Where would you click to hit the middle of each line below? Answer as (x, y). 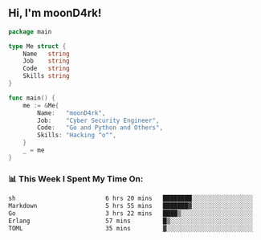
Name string (46, 54)
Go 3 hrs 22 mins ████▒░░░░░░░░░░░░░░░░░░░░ (130, 213)
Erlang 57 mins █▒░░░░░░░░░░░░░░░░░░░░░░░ (130, 221)
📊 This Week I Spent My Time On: (76, 178)
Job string (46, 61)
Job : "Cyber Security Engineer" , (98, 120)
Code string (46, 69)
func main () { (32, 98)
